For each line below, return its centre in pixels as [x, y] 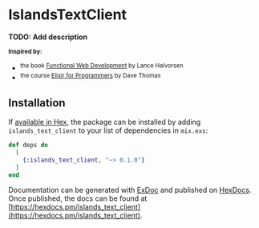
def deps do [28, 146]
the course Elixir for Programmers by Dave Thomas [90, 75]
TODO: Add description [48, 37]
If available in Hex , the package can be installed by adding [105, 122]
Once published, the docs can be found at [78, 198]
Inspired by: [25, 51]
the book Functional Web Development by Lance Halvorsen [101, 66]
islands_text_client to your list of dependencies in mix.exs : [108, 130]
